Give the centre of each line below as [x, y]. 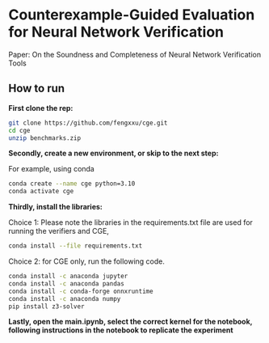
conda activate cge [41, 192]
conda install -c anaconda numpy [65, 299]
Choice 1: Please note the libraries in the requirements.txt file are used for [130, 222]
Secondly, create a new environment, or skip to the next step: [113, 153]
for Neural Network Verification [116, 32]
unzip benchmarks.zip [45, 138]
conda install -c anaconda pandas [67, 284]
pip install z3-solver [46, 306]
